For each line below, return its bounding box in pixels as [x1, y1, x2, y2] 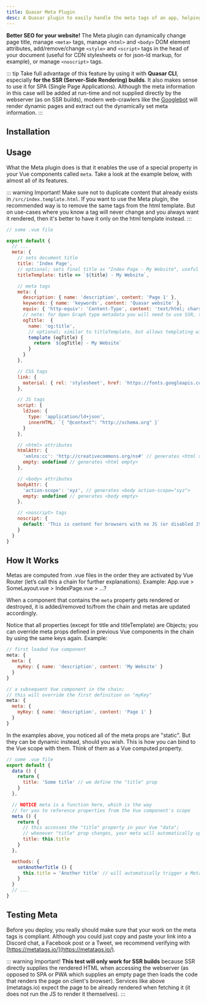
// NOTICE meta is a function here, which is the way [12, 802, 152, 808]
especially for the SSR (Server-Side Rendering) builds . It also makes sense [6, 76, 198, 84]
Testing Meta [6, 910, 58, 920]
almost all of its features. [6, 176, 69, 184]
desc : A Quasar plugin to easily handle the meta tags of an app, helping [6, 15, 202, 21]
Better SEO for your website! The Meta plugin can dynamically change [6, 31, 186, 39]
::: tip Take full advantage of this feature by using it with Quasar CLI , [6, 69, 179, 77]
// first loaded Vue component [6, 646, 86, 653]
